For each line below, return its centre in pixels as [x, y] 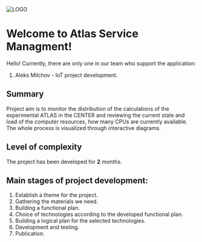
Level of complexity [44, 147]
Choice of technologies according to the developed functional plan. [99, 214]
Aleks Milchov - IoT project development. [66, 75]
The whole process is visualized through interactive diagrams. [84, 128]
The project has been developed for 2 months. [64, 162]
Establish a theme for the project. [56, 195]
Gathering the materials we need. [57, 201]
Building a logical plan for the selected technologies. [80, 221]
